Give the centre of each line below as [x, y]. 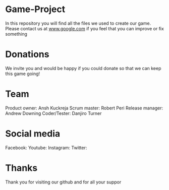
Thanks [21, 168]
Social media [33, 134]
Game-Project [35, 9]
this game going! [23, 74]
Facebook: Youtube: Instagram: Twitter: [46, 148]
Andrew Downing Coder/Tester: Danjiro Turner [53, 113]
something [16, 34]
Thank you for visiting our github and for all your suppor [63, 182]
